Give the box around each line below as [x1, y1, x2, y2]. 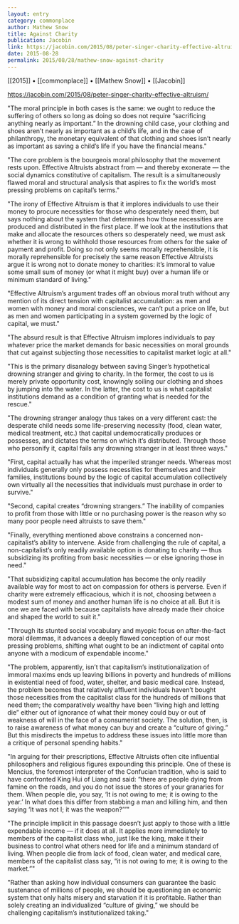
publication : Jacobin [7, 37, 72, 44]
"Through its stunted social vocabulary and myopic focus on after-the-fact [7, 626, 226, 634]
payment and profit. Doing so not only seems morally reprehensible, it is [7, 245, 218, 253]
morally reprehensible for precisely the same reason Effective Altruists [7, 252, 213, 261]
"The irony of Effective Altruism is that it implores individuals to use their [7, 199, 219, 208]
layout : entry [7, 10, 50, 18]
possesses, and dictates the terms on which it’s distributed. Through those [7, 436, 226, 445]
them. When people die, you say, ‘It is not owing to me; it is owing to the [7, 789, 218, 798]
